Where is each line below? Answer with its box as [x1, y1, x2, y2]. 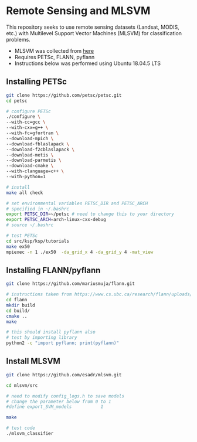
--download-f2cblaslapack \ [6, 147, 75, 152]
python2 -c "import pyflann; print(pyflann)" [6, 340, 119, 346]
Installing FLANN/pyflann [6, 265, 101, 275]
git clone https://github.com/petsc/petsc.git [6, 92, 122, 98]
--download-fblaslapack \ [6, 141, 69, 147]
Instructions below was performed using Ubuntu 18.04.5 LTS [14, 60, 161, 67]
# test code [6, 425, 35, 431]
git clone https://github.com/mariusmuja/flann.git [6, 281, 135, 287]
